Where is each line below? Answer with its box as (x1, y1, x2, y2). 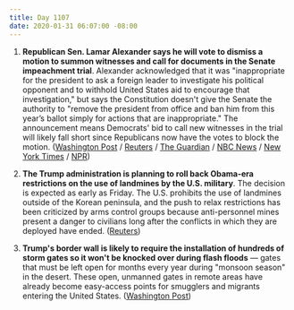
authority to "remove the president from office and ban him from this (21, 103, 275, 114)
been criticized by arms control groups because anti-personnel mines (21, 206, 280, 217)
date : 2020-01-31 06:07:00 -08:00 (9, 22, 139, 30)
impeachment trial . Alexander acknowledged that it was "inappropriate (21, 65, 286, 76)
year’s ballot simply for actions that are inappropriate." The (21, 113, 239, 124)
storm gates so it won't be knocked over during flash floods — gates (21, 252, 281, 263)
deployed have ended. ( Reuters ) (21, 225, 141, 236)
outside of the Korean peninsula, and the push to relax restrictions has (21, 196, 281, 207)
